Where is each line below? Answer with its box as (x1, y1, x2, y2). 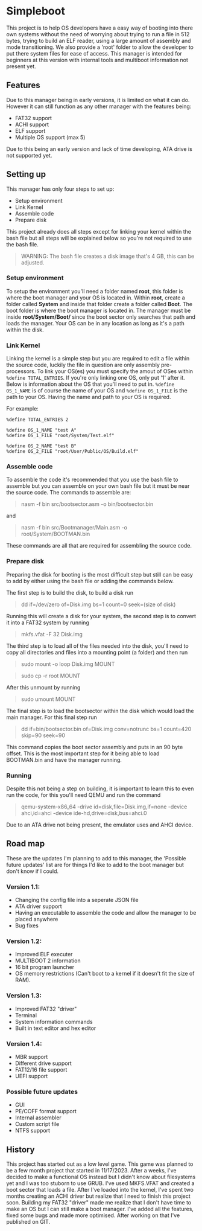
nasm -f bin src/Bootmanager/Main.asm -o (21, 524, 128, 531)
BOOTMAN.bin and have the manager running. (6, 756, 122, 763)
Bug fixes (14, 922, 39, 929)
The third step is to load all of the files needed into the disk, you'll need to (6, 642, 189, 650)
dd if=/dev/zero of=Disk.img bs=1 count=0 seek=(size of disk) (21, 601, 176, 608)
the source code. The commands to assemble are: (6, 489, 131, 496)
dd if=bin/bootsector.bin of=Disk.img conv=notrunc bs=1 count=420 (21, 725, 192, 732)
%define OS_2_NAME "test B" (6, 443, 77, 449)
